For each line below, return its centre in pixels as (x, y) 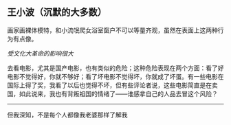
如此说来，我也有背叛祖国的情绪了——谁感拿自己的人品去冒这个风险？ (118, 93)
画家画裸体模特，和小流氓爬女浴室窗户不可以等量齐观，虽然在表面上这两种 (112, 30)
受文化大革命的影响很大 (40, 53)
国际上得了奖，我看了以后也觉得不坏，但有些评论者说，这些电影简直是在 (109, 85)
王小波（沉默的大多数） (57, 12)
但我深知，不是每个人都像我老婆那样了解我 (67, 115)
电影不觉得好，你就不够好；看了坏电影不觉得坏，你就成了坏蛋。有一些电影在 (115, 76)
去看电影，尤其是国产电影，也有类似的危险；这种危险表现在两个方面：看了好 (115, 68)
